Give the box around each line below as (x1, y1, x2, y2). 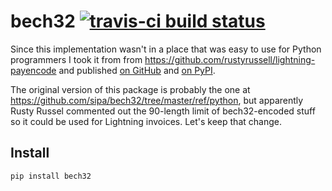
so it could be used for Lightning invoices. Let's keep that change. (10, 115, 282, 127)
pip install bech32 (10, 171, 92, 181)
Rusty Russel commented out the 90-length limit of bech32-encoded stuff (10, 105, 316, 117)
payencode (10, 64, 57, 76)
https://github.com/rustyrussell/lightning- (144, 53, 316, 65)
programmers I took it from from (10, 53, 143, 65)
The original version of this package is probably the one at (10, 83, 251, 95)
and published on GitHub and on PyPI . (58, 64, 216, 76)
